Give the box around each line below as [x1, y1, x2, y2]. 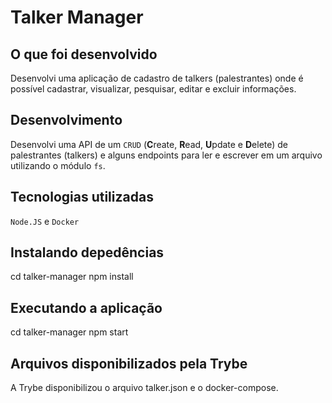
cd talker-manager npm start [10, 326, 129, 338]
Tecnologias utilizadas [10, 189, 154, 206]
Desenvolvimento [10, 112, 123, 129]
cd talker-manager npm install [10, 271, 134, 283]
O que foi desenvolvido [10, 46, 158, 63]
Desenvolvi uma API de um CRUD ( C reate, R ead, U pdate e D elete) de [10, 138, 289, 150]
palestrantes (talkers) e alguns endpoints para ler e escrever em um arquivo [10, 149, 323, 161]
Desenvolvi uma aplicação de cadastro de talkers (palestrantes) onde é [10, 72, 304, 84]
